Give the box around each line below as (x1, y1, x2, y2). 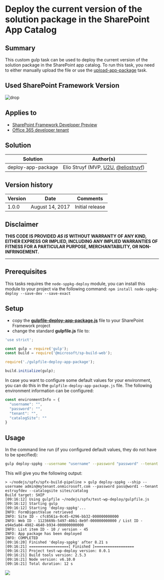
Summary (5, 44, 36, 52)
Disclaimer (5, 220, 39, 229)
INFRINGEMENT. (5, 249, 40, 255)
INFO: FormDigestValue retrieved (5, 510, 73, 515)
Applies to (5, 109, 37, 117)
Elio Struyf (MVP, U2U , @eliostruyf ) (62, 164, 145, 171)
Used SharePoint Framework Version (5, 81, 120, 90)
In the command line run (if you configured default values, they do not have (5, 447, 157, 452)
